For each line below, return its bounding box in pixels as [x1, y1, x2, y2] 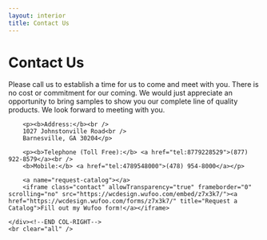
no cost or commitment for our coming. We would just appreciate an [8, 89, 233, 98]
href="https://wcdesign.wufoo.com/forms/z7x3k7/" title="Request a [8, 197, 238, 206]
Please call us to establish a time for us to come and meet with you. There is [8, 80, 259, 89]
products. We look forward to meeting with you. [8, 105, 165, 115]
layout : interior [8, 11, 66, 20]
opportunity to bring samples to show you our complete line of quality [8, 96, 238, 106]
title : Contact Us [8, 19, 70, 27]
